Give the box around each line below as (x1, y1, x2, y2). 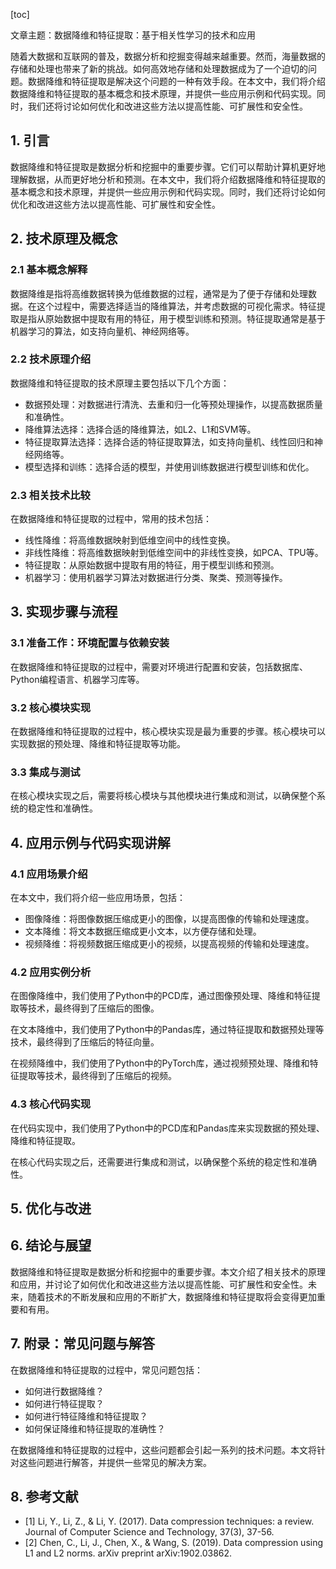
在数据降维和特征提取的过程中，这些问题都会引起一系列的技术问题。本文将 (10, 1444, 317, 1456)
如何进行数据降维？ (24, 1385, 105, 1397)
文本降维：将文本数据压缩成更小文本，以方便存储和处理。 (24, 925, 262, 938)
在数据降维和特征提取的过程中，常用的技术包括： (10, 513, 212, 525)
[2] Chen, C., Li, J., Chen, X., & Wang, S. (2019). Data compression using (24, 1537, 324, 1549)
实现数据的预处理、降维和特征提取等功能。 (10, 738, 186, 750)
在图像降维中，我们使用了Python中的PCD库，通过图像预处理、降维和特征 (10, 990, 312, 1002)
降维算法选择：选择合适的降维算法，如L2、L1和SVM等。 (24, 423, 257, 435)
